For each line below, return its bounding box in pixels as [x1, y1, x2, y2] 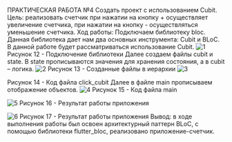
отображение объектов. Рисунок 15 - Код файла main [7, 86, 177, 94]
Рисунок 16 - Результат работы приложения [19, 99, 150, 107]
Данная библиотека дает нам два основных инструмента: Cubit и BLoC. [7, 35, 220, 44]
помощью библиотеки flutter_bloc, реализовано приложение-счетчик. [7, 127, 215, 135]
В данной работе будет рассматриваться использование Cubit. [7, 43, 195, 51]
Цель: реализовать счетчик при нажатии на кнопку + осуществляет [7, 13, 209, 21]
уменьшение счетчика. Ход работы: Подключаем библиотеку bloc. [7, 28, 206, 36]
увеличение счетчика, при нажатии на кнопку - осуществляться [7, 21, 198, 28]
